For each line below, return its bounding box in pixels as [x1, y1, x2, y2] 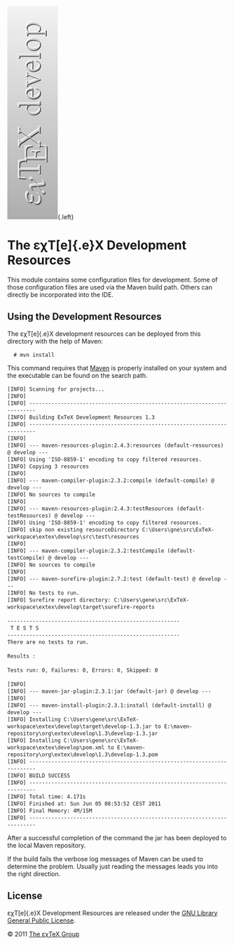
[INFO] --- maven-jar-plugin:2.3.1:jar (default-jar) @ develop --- [7, 688, 212, 695]
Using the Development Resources [7, 311, 163, 322]
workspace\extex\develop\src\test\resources [7, 533, 139, 540]
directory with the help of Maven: [7, 337, 104, 345]
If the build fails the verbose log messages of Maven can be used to [7, 854, 203, 863]
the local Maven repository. [7, 841, 86, 849]
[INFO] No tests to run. [7, 589, 80, 597]
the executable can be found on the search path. [7, 371, 149, 379]
